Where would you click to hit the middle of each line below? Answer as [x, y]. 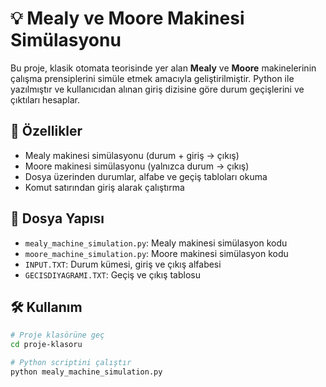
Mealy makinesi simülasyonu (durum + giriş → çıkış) [132, 155]
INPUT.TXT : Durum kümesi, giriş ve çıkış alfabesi [123, 264]
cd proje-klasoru [46, 345]
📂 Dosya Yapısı [57, 218]
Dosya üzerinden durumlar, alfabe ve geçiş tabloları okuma [146, 176]
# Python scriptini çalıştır [71, 363]
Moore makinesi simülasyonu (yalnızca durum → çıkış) [137, 166]
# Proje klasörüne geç [57, 335]
